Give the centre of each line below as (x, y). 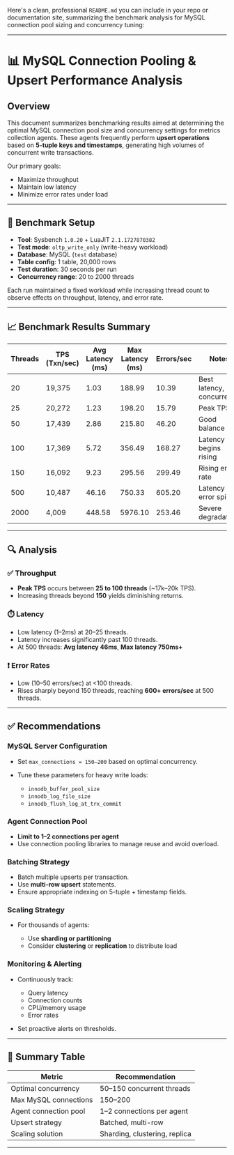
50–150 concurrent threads (146, 1088)
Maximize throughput (48, 179)
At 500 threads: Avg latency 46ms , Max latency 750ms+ (100, 647)
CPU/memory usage (57, 1007)
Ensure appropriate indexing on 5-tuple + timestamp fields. (102, 892)
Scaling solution (37, 1133)
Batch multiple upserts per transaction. (73, 877)
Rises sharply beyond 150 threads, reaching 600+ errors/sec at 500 (116, 690)
